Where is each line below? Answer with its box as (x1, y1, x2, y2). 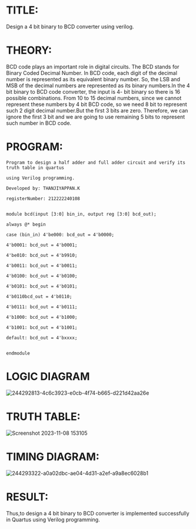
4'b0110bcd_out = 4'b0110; (6, 293, 72, 299)
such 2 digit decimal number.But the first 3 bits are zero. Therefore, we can (6, 107, 188, 114)
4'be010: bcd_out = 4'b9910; (6, 252, 78, 258)
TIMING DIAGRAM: (6, 450, 100, 463)
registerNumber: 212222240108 (6, 196, 81, 201)
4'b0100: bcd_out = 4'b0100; (6, 273, 78, 279)
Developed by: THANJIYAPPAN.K (6, 185, 81, 191)
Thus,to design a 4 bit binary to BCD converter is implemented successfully (6, 510, 190, 517)
